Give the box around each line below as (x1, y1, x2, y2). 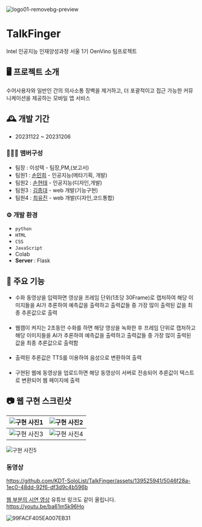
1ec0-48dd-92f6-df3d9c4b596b (6, 483, 88, 491)
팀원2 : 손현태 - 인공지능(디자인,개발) (15, 179, 103, 186)
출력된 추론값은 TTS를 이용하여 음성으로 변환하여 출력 (15, 354, 142, 361)
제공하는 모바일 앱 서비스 (32, 94, 91, 102)
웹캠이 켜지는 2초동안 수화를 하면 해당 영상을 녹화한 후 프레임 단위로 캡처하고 (15, 324, 196, 331)
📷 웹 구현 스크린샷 (6, 396, 71, 406)
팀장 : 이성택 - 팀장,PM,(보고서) (15, 164, 90, 171)
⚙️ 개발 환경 (6, 210, 38, 219)
